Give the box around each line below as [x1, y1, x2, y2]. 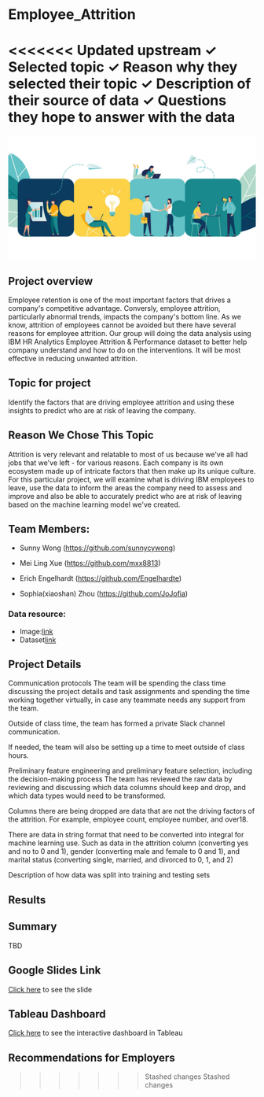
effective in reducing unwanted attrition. [8, 353, 137, 363]
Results [8, 893, 46, 907]
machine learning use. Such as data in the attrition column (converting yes [8, 838, 249, 848]
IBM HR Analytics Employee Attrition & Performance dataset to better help [8, 337, 247, 346]
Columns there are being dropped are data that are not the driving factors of [8, 807, 255, 816]
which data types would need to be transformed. [8, 791, 167, 800]
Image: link [19, 626, 53, 636]
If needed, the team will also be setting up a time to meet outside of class [8, 742, 245, 752]
